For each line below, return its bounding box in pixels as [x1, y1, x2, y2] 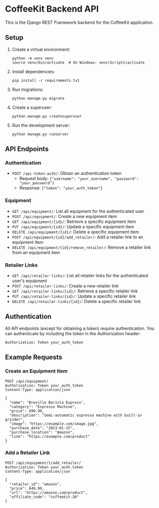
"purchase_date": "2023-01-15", [9, 425, 75, 430]
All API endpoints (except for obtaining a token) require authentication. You [5, 325, 155, 331]
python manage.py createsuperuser [12, 114, 82, 119]
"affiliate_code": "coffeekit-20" [9, 494, 79, 499]
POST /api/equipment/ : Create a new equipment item [12, 213, 117, 219]
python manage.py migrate [12, 96, 64, 101]
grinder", [5, 417, 25, 422]
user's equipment [12, 278, 48, 284]
